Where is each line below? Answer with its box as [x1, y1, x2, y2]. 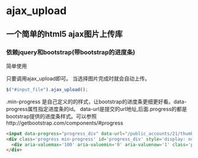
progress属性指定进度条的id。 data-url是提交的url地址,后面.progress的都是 [6, 105, 187, 112]
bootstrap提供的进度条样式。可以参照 [6, 113, 97, 120]
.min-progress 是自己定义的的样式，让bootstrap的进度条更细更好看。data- [6, 98, 187, 105]
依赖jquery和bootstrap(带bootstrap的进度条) [6, 48, 136, 56]
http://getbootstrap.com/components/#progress [6, 119, 124, 126]
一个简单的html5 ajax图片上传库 [6, 29, 123, 39]
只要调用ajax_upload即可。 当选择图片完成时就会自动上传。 [6, 75, 150, 82]
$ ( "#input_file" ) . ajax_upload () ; [6, 86, 88, 92]
